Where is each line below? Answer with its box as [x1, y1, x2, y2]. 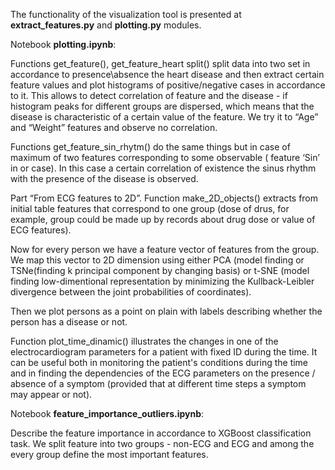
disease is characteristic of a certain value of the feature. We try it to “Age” [10, 111, 319, 123]
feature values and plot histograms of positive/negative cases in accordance [10, 79, 326, 91]
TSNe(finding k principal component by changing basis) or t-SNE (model [10, 265, 310, 276]
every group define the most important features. [10, 449, 209, 460]
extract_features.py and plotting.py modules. [10, 19, 202, 31]
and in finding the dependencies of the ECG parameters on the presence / [10, 367, 316, 379]
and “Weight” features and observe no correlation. [10, 122, 218, 133]
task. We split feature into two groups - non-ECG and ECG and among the [10, 438, 315, 449]
